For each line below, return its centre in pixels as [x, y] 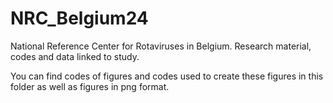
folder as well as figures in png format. [90, 86]
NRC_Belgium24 [79, 18]
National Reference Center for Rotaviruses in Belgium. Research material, [161, 46]
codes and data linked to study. [75, 56]
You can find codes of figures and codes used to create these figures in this [167, 76]
